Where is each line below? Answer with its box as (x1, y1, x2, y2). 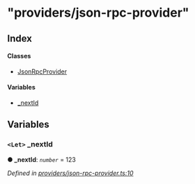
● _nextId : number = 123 (7, 155, 77, 164)
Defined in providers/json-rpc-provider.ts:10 (7, 169, 134, 177)
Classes (7, 52, 31, 60)
